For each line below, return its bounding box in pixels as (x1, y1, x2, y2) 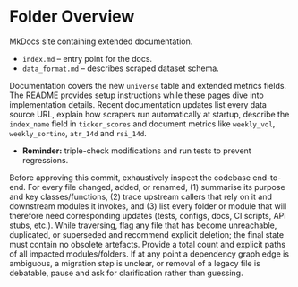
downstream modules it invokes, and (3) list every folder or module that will (9, 200, 287, 212)
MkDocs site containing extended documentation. (9, 36, 193, 47)
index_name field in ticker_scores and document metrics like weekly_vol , (9, 118, 276, 129)
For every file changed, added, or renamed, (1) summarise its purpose (27, 181, 285, 192)
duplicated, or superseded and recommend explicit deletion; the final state (9, 229, 285, 239)
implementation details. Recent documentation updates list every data (9, 99, 267, 109)
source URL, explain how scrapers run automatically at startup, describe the (9, 109, 290, 119)
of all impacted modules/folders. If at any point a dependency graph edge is (9, 248, 289, 259)
